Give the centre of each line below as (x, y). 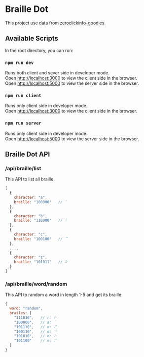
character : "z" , (31, 257)
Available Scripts (32, 38)
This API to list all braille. (30, 179)
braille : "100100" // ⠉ (41, 239)
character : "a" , (31, 198)
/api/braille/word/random (36, 284)
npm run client (23, 95)
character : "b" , (31, 216)
